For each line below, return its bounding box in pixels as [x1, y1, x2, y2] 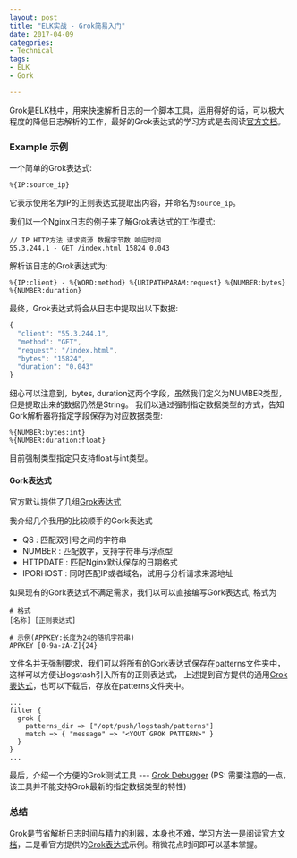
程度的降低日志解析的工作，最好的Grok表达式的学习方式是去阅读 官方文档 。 [9, 115, 286, 126]
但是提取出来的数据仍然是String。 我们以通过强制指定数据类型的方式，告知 [9, 399, 284, 410]
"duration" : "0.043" [17, 362, 94, 371]
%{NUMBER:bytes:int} [9, 429, 87, 437]
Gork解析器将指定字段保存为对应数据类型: [9, 411, 164, 421]
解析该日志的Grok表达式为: [9, 260, 108, 271]
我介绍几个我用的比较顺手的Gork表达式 [9, 515, 154, 526]
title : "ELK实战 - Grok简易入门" [9, 21, 126, 30]
